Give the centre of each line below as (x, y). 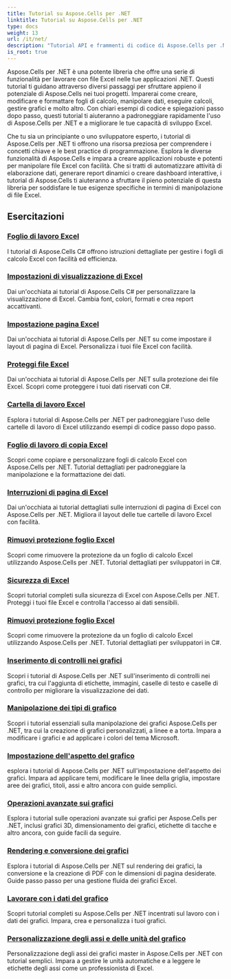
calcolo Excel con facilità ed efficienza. (63, 259)
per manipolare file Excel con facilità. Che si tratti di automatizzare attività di (114, 166)
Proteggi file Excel (38, 364)
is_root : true (27, 52)
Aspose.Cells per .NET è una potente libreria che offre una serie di (101, 71)
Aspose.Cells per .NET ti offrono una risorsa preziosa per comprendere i (109, 144)
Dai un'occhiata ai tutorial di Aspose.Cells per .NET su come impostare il (109, 339)
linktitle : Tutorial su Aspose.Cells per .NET (75, 20)
